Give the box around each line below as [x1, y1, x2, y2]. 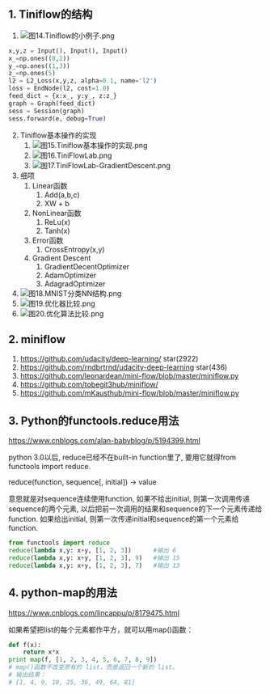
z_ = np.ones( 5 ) [8, 70, 57, 78]
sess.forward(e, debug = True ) [8, 114, 107, 123]
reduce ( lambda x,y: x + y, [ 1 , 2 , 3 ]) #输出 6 [8, 547, 176, 555]
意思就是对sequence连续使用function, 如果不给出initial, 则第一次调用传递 [8, 494, 251, 504]
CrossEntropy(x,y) [44, 244, 105, 254]
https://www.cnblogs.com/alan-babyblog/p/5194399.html [8, 436, 200, 446]
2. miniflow [8, 332, 66, 346]
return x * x [23, 648, 60, 657]
